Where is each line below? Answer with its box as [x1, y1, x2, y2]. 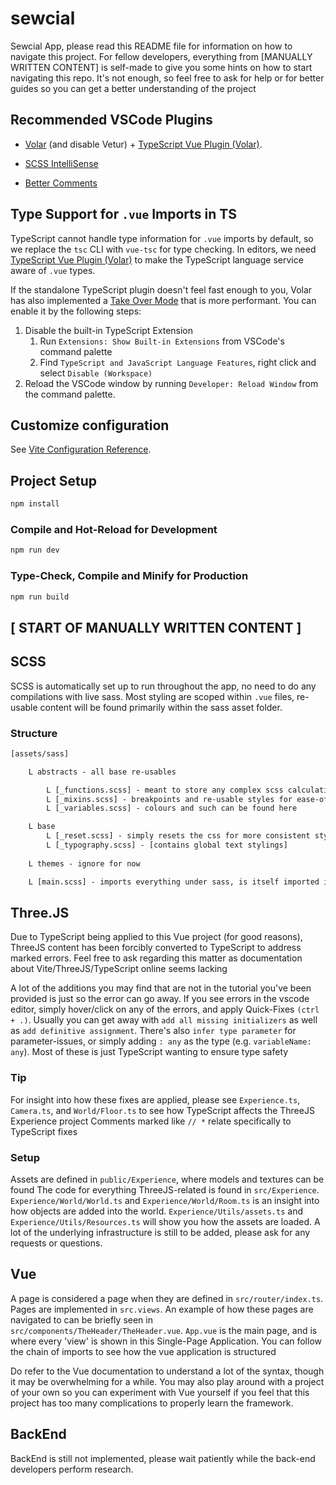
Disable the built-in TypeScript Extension [24, 324, 194, 336]
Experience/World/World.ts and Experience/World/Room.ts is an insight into [10, 1194, 320, 1206]
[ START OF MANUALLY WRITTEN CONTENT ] [10, 619, 302, 636]
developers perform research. [10, 1463, 134, 1475]
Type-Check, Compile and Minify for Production [10, 569, 249, 583]
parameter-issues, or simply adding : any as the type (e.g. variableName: [10, 1035, 312, 1047]
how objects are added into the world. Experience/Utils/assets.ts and [10, 1205, 303, 1217]
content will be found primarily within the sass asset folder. [39, 701, 283, 713]
